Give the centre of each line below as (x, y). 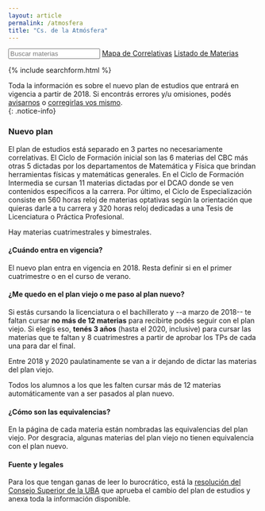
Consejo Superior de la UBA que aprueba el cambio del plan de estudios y (129, 490)
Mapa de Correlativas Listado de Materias (171, 53)
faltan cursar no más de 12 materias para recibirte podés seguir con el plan (132, 321)
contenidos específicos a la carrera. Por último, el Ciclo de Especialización (130, 191)
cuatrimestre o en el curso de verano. (69, 276)
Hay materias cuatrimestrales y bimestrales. (80, 232)
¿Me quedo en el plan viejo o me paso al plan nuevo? (96, 294)
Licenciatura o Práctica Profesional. (66, 216)
